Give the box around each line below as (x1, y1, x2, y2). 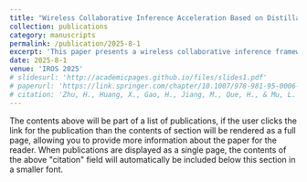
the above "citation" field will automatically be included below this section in (9, 154, 296, 165)
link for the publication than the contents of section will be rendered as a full (9, 124, 296, 135)
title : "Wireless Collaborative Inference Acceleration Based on (9, 13, 263, 23)
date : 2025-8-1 (9, 56, 68, 65)
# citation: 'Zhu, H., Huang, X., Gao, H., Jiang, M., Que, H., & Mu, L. (9, 90, 297, 99)
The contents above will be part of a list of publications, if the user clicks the (9, 115, 297, 126)
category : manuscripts (9, 30, 96, 39)
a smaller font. (9, 164, 64, 175)
